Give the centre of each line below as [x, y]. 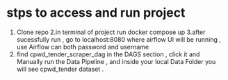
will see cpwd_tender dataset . [60, 69]
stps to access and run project [96, 13]
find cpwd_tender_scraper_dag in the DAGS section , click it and [108, 54]
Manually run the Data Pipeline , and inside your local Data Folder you [116, 61]
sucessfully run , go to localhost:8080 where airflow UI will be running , [119, 39]
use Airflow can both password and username [83, 47]
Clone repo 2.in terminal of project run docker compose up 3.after [111, 32]
